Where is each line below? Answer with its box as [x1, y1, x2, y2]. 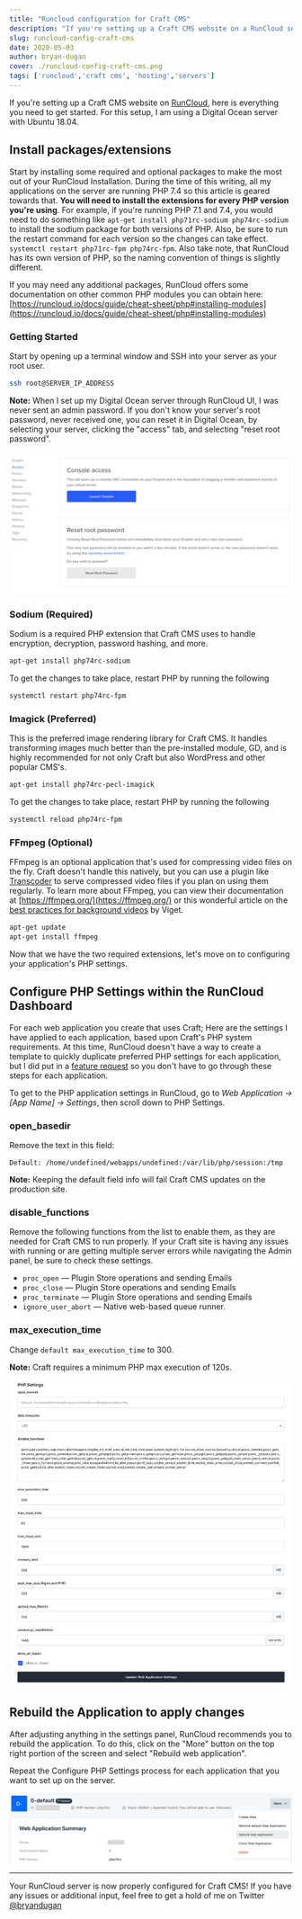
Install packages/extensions [9, 142, 172, 157]
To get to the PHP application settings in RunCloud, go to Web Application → [9, 1087, 293, 1098]
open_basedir [9, 1120, 71, 1132]
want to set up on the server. [9, 1774, 116, 1785]
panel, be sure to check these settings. [9, 1255, 154, 1266]
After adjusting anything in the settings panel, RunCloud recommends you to [9, 1728, 292, 1739]
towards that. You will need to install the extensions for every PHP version [9, 194, 289, 206]
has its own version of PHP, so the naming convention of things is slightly [9, 252, 280, 263]
